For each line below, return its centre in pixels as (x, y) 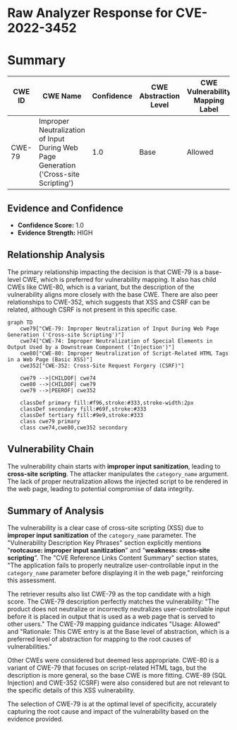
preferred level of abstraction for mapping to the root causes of (99, 639)
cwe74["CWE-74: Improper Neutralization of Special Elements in (116, 341)
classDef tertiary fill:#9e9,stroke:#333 (81, 415)
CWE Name (62, 96)
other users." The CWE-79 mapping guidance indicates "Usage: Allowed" (114, 624)
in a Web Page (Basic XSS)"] (50, 359)
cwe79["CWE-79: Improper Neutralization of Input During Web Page (120, 329)
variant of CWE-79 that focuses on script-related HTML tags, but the (107, 668)
